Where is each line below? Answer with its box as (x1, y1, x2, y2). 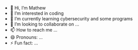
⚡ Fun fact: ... (10, 40, 38, 46)
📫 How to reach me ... (10, 27, 58, 33)
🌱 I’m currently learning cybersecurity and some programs (10, 16, 133, 21)
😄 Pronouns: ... (10, 34, 43, 40)
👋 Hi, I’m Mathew (10, 5, 46, 11)
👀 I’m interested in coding (10, 10, 64, 16)
